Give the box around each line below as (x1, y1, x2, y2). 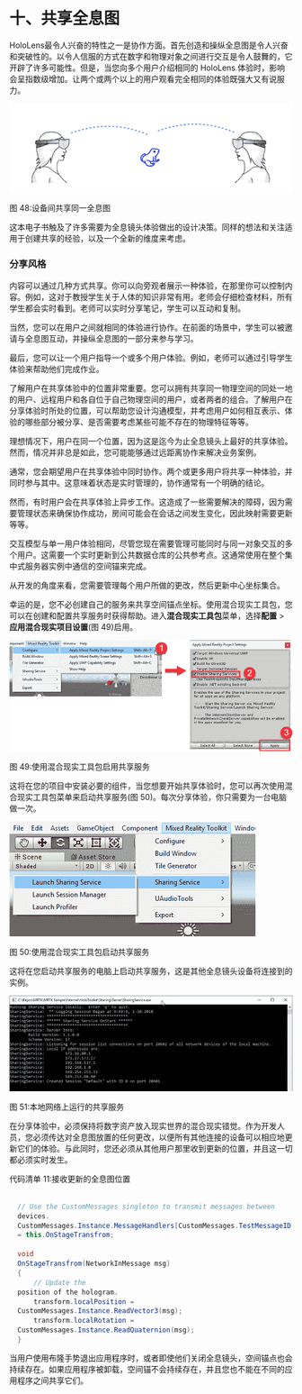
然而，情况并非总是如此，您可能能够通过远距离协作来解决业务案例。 (9, 447, 262, 458)
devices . (17, 1211, 50, 1221)
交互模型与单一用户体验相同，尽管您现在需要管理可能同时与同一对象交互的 (9, 538, 285, 549)
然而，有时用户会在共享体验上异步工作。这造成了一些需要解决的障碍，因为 (9, 497, 285, 507)
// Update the (32, 1278, 87, 1287)
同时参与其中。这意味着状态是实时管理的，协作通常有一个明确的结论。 (9, 477, 270, 487)
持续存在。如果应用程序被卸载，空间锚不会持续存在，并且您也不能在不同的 (9, 1363, 285, 1374)
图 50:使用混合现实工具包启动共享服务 (9, 946, 150, 957)
